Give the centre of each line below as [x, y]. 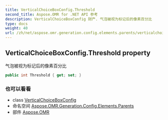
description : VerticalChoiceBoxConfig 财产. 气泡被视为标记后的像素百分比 [79, 19]
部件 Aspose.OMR [31, 112]
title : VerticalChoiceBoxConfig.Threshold [50, 10]
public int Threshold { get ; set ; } [43, 75]
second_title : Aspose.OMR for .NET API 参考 [51, 14]
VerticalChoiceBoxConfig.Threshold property [78, 53]
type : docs [16, 24]
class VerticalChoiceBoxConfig [44, 100]
